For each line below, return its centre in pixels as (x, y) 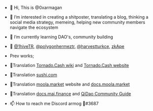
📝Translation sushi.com (33, 75)
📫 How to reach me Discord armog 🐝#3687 (54, 103)
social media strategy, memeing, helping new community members (77, 22)
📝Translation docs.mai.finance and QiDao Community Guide (70, 94)
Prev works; (22, 56)
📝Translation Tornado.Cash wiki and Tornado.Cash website (69, 65)
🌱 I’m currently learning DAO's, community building (61, 37)
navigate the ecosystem (34, 27)
